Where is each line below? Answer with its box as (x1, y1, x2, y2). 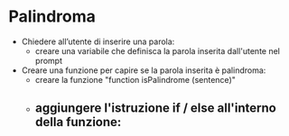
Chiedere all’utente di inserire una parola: (21, 36, 175, 47)
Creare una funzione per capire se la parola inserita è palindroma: (21, 65, 266, 76)
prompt (34, 55, 63, 66)
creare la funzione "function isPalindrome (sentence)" (34, 74, 237, 85)
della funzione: (34, 114, 122, 130)
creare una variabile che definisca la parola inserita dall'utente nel (34, 45, 281, 56)
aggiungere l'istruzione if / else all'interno (34, 101, 276, 116)
